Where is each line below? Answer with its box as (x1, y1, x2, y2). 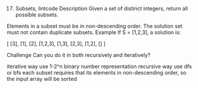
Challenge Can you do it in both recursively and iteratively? (7, 52, 151, 58)
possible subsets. (15, 11, 59, 18)
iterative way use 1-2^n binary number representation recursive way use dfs (7, 63, 192, 70)
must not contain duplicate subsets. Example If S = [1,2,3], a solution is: (7, 29, 181, 36)
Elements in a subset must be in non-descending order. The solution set (7, 23, 183, 29)
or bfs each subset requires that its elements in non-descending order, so (7, 69, 187, 76)
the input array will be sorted (7, 76, 77, 82)
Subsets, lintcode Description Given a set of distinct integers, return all (15, 5, 189, 12)
